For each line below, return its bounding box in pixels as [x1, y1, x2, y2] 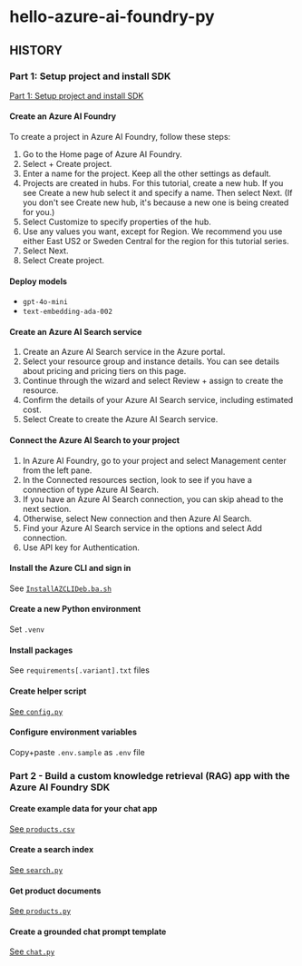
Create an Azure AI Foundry [9, 111, 117, 122]
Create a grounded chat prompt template [9, 926, 167, 937]
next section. [22, 503, 72, 514]
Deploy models [9, 275, 68, 287]
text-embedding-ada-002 [22, 307, 113, 317]
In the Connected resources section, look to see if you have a [22, 474, 252, 485]
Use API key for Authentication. [22, 542, 141, 553]
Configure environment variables [9, 726, 138, 737]
